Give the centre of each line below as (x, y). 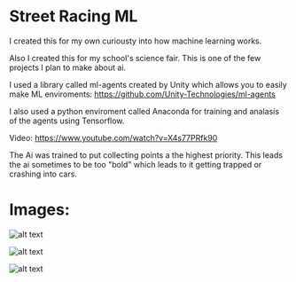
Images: (40, 210)
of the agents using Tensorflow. (67, 121)
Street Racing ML (74, 16)
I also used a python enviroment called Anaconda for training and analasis (144, 111)
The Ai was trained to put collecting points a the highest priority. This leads (146, 155)
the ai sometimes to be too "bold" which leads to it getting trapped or (136, 164)
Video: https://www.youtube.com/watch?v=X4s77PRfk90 (113, 137)
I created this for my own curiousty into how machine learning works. (136, 41)
